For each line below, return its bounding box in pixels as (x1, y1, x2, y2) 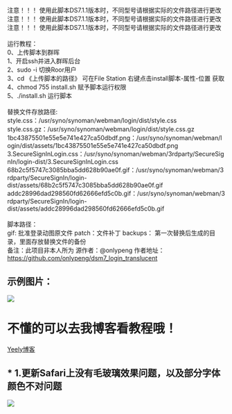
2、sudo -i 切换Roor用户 (7, 65, 77, 74)
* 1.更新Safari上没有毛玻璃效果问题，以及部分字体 (7, 367, 221, 379)
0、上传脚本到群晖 (7, 48, 60, 56)
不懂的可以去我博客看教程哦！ (7, 321, 178, 336)
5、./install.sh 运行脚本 (7, 92, 73, 99)
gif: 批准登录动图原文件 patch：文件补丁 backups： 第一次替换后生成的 (7, 229, 210, 237)
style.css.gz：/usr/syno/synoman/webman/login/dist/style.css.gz (7, 125, 195, 133)
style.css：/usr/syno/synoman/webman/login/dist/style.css (7, 117, 177, 124)
